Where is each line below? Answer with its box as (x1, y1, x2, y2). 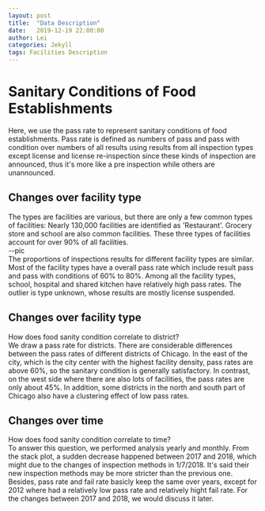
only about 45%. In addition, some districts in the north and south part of (8, 382, 246, 392)
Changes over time (8, 413, 104, 427)
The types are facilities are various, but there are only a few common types (8, 212, 253, 221)
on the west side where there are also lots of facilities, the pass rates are (8, 374, 245, 383)
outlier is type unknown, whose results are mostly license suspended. (8, 287, 236, 298)
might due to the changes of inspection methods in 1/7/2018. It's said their (8, 460, 250, 470)
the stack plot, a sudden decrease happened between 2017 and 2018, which (8, 451, 257, 461)
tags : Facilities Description (8, 48, 108, 56)
